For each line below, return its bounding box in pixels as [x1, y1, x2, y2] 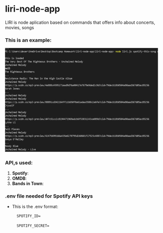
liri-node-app [5, 3, 60, 15]
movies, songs [5, 24, 34, 30]
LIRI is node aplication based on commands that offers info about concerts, [5, 19, 155, 25]
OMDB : [12, 176, 27, 182]
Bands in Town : [12, 181, 44, 186]
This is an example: [5, 36, 52, 43]
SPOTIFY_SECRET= [16, 223, 49, 229]
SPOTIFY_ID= [16, 214, 41, 219]
